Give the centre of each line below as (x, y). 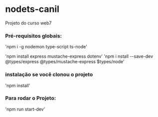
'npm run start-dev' (25, 109)
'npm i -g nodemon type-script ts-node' (46, 47)
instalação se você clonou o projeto (49, 75)
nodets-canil (32, 9)
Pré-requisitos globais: (34, 36)
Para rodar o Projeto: (31, 98)
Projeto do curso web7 (28, 23)
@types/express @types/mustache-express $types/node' (65, 62)
